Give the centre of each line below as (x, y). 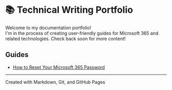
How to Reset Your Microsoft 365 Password (59, 67)
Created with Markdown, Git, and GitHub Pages (55, 82)
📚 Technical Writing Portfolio (69, 10)
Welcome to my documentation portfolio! (48, 28)
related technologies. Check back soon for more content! (66, 39)
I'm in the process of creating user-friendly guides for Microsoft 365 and (82, 33)
